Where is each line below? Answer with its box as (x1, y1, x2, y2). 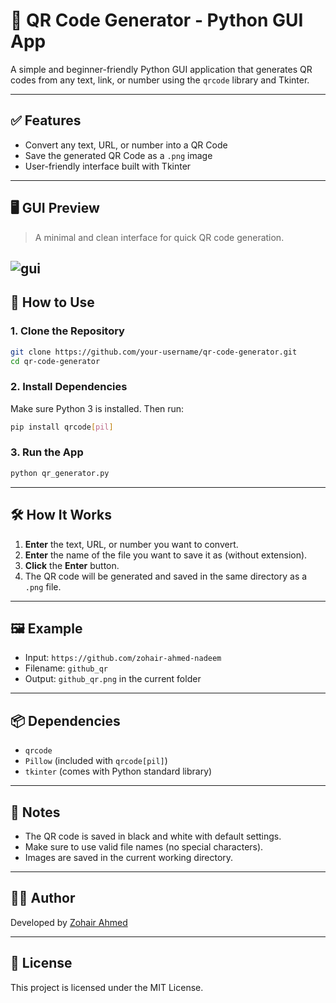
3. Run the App (10, 445, 84, 459)
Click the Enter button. (24, 559, 120, 571)
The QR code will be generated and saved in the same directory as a (24, 570, 308, 582)
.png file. (24, 580, 62, 593)
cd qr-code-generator (10, 356, 101, 366)
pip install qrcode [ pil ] (10, 422, 114, 432)
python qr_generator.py (10, 468, 110, 478)
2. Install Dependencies (10, 380, 128, 394)
